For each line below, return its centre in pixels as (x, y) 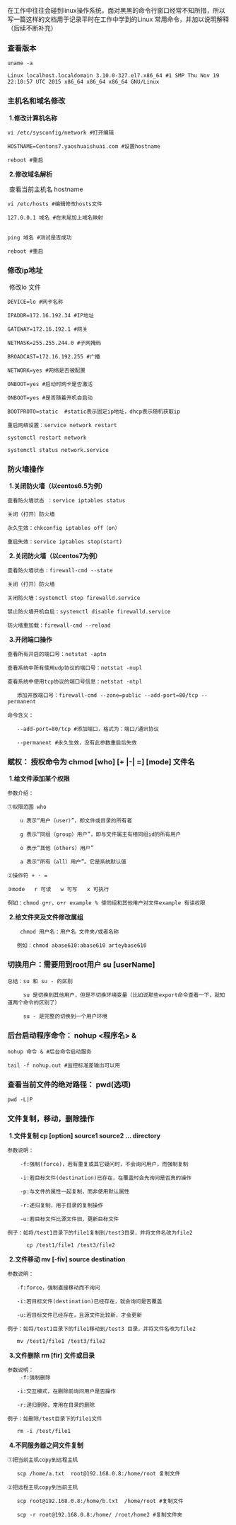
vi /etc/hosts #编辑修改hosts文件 (55, 204)
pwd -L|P (20, 1100)
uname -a (20, 63)
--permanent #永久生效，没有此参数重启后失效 (77, 743)
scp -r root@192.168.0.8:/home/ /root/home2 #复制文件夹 (99, 1514)
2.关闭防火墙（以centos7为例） (55, 556)
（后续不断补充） (32, 28)
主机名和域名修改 (36, 101)
